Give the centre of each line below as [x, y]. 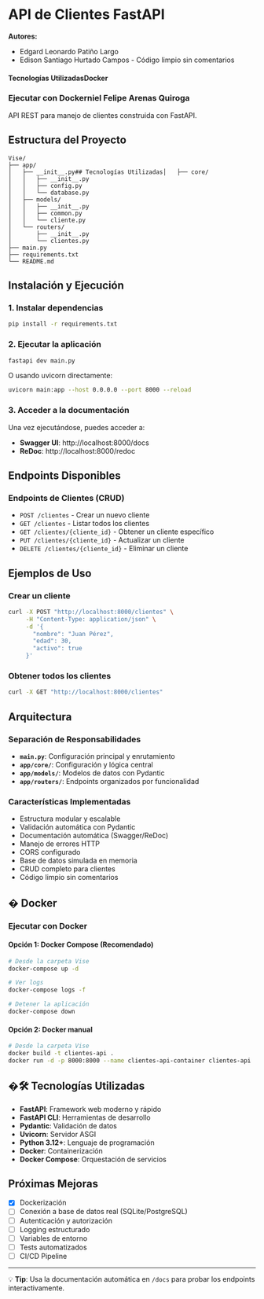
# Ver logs [26, 983]
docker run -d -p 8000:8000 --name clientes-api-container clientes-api [130, 1060]
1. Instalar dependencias [56, 307]
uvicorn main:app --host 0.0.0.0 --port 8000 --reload [100, 390]
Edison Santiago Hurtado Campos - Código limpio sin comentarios [127, 60]
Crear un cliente [39, 595]
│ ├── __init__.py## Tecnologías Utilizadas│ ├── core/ [109, 172]
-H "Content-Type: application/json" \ [91, 619]
